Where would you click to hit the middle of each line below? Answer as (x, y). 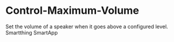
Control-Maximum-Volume (72, 11)
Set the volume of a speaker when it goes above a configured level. (87, 26)
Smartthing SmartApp (32, 32)
